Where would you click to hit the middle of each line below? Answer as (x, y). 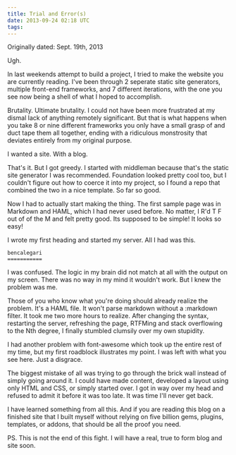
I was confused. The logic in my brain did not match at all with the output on (117, 272)
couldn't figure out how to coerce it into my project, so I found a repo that (114, 183)
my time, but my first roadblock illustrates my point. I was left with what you (117, 352)
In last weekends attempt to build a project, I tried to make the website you (116, 74)
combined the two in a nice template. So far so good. (84, 190)
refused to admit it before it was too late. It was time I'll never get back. (110, 396)
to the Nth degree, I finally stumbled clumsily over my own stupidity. (106, 331)
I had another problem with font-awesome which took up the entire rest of (114, 345)
